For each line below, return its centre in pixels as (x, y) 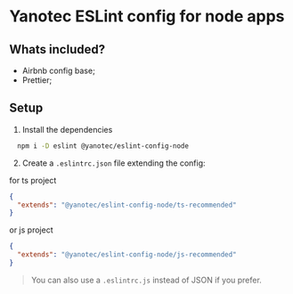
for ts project (33, 180)
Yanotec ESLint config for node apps (147, 16)
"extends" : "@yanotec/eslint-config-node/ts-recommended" (127, 205)
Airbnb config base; (58, 70)
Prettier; (37, 80)
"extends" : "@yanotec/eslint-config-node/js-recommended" (127, 255)
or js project (31, 230)
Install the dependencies (67, 129)
